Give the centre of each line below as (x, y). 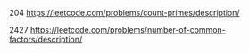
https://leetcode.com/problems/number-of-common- (128, 30)
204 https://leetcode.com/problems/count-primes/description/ (124, 13)
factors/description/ (46, 39)
